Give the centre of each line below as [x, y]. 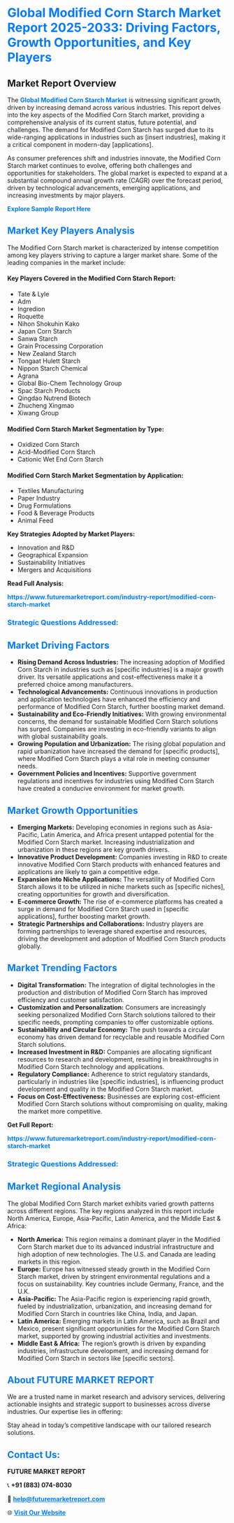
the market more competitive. [60, 1111]
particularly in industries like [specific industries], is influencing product [120, 1081]
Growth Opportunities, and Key [99, 43]
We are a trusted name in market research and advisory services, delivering [116, 1397]
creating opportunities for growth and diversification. [93, 894]
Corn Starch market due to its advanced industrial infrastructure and [116, 1247]
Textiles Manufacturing [50, 491]
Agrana [28, 376]
